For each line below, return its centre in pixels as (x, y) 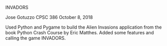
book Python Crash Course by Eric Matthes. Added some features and (80, 32)
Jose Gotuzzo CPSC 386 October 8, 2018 (49, 17)
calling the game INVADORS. (36, 38)
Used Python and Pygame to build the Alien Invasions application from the (84, 27)
